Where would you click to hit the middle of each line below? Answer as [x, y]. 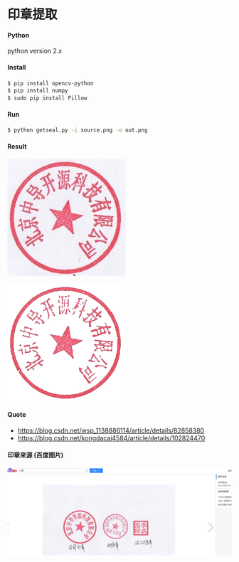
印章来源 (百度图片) [36, 455]
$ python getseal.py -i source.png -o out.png [78, 130]
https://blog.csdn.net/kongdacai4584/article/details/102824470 [111, 438]
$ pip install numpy [38, 91]
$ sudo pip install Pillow [47, 98]
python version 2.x [35, 51]
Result [17, 146]
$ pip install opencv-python [51, 83]
